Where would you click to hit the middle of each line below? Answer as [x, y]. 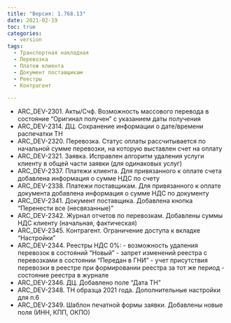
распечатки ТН [40, 134]
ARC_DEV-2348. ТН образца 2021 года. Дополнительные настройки [119, 290]
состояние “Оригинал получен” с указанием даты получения [109, 119]
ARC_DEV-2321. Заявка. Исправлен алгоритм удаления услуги [111, 156]
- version [28, 40]
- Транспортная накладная [51, 53]
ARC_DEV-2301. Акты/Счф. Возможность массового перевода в [113, 111]
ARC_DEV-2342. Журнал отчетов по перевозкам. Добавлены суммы [120, 216]
